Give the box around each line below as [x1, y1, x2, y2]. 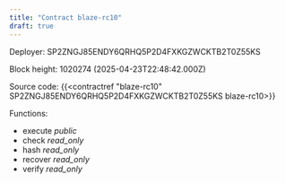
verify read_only [22, 163, 83, 174]
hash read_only [22, 144, 80, 155]
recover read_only [22, 153, 90, 164]
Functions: [9, 108, 48, 118]
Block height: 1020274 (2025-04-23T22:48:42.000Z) [9, 64, 206, 74]
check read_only [22, 135, 84, 145]
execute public [22, 125, 78, 135]
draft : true [9, 22, 54, 30]
